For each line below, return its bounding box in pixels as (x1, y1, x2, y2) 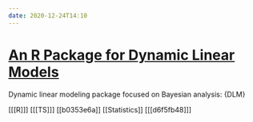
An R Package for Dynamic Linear (8, 45, 235, 64)
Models (8, 63, 59, 81)
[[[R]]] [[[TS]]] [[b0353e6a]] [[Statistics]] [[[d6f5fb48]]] (8, 104, 192, 114)
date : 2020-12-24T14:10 (8, 11, 88, 20)
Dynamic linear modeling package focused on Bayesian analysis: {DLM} (8, 89, 246, 99)
